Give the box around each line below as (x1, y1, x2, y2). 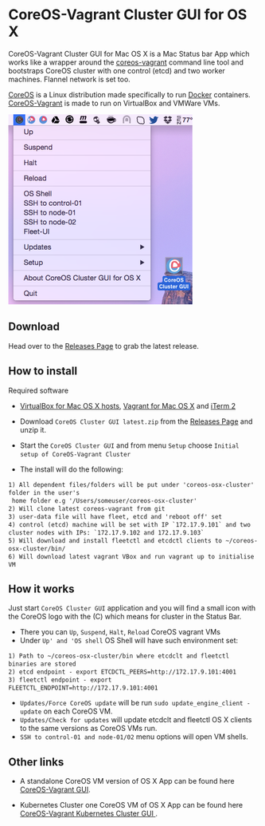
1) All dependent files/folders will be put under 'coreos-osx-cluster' (8, 480, 255, 488)
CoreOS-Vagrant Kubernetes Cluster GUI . (19, 808, 158, 819)
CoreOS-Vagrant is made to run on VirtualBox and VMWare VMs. (8, 98, 220, 108)
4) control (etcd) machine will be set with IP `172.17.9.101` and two (8, 520, 251, 528)
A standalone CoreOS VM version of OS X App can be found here (19, 777, 235, 786)
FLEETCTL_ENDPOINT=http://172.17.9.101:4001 (8, 684, 158, 692)
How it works (8, 582, 75, 595)
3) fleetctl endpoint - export (8, 676, 112, 684)
